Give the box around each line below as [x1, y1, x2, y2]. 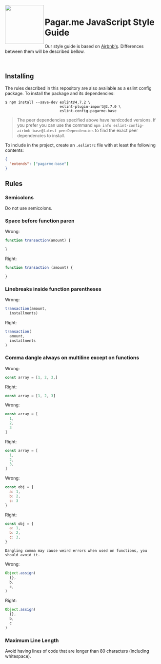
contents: [5, 147, 24, 153]
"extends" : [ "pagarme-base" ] [9, 161, 69, 166]
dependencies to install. [17, 132, 65, 139]
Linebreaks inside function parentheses [5, 285, 101, 292]
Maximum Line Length [5, 637, 59, 643]
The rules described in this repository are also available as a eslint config [5, 85, 152, 91]
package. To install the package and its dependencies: [5, 90, 115, 96]
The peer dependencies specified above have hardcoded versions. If [17, 117, 156, 123]
